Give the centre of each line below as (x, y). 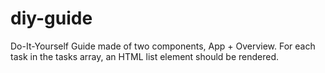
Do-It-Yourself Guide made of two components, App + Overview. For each (163, 46)
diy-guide (51, 18)
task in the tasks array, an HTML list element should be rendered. (145, 56)
